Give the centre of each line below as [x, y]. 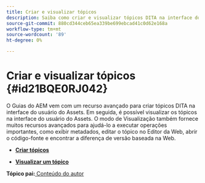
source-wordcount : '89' [37, 35]
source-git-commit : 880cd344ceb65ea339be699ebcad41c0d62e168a [87, 23]
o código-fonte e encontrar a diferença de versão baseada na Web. [91, 138]
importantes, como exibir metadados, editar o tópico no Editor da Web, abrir [102, 131]
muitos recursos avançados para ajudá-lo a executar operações [87, 125]
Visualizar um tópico [42, 162]
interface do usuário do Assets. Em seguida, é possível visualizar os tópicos [102, 112]
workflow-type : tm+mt [34, 29]
